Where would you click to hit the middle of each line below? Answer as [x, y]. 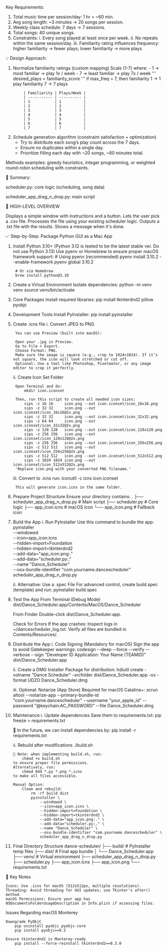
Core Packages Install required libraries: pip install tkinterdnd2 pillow [83, 300]
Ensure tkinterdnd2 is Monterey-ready [46, 939]
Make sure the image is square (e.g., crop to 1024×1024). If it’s [86, 355]
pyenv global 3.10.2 [74, 262]
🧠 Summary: [18, 177]
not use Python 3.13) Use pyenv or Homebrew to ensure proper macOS [85, 251]
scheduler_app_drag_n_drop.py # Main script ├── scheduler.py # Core [85, 502]
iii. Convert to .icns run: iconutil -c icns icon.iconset [65, 478]
